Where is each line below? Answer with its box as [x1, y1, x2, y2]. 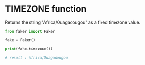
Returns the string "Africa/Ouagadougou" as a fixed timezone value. [5, 19, 141, 25]
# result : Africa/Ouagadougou [5, 55, 68, 60]
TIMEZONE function [5, 3, 87, 15]
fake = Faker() [5, 37, 36, 42]
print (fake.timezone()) [5, 46, 53, 51]
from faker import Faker [5, 29, 55, 33]
